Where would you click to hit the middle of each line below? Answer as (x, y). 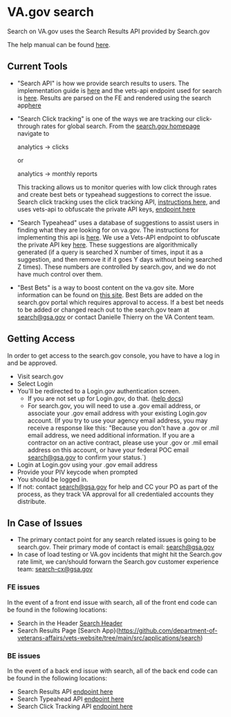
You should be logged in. (53, 479)
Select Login (35, 383)
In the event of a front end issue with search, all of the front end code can (112, 602)
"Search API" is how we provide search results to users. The (103, 83)
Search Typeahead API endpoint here (71, 699)
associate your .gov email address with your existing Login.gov (117, 413)
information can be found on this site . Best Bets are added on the (110, 294)
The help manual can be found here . (59, 44)
